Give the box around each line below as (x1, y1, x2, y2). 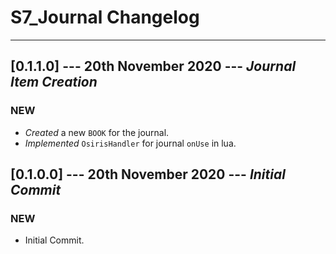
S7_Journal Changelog (10, 6, 200, 29)
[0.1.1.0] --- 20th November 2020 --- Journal (10, 58, 297, 75)
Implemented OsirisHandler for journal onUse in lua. (24, 137, 237, 149)
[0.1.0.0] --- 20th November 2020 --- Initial (10, 166, 286, 183)
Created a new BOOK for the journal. (24, 126, 170, 138)
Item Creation (10, 74, 98, 91)
